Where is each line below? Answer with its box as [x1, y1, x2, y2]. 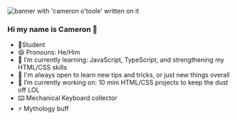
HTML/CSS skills [17, 63, 68, 72]
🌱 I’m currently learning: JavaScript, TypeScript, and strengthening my [17, 55, 224, 64]
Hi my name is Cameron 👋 [7, 24, 98, 34]
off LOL [17, 86, 41, 94]
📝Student [17, 40, 46, 49]
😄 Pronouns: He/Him [17, 48, 80, 57]
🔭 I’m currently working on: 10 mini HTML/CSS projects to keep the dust [17, 78, 228, 87]
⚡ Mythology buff [17, 104, 69, 113]
